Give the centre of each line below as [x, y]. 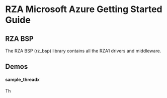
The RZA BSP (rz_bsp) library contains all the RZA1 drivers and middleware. [83, 51]
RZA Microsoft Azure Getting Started [84, 9]
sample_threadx [23, 79]
